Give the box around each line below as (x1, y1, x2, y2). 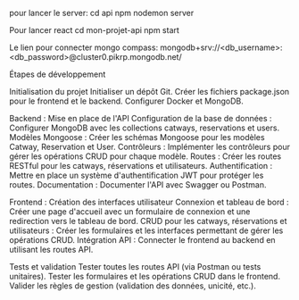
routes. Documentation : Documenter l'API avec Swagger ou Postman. (9, 179, 267, 190)
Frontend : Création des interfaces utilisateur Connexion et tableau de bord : (9, 196, 289, 207)
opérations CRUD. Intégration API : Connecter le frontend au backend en (9, 235, 276, 245)
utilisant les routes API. (9, 245, 94, 254)
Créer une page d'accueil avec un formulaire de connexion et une (9, 206, 251, 217)
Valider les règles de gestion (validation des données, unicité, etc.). (9, 280, 256, 291)
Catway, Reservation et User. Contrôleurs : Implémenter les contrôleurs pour (9, 142, 290, 152)
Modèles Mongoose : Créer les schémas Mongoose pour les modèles (9, 132, 265, 142)
